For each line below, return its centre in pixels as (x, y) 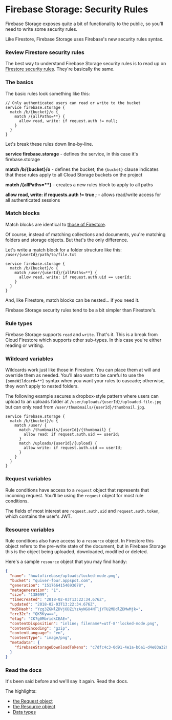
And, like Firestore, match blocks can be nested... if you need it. (72, 300)
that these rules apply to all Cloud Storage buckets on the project (74, 174)
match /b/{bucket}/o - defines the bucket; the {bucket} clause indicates (82, 169)
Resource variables (30, 530)
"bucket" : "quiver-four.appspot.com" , (51, 580)
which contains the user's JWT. (39, 516)
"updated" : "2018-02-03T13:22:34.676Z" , (53, 605)
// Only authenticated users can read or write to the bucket (73, 103)
